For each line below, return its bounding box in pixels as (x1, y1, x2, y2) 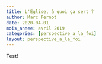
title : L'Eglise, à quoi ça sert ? (6, 8, 94, 15)
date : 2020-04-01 (6, 20, 49, 25)
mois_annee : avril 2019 (6, 25, 65, 31)
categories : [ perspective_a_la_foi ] (6, 31, 97, 37)
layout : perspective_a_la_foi (6, 36, 81, 42)
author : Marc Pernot (6, 14, 58, 20)
